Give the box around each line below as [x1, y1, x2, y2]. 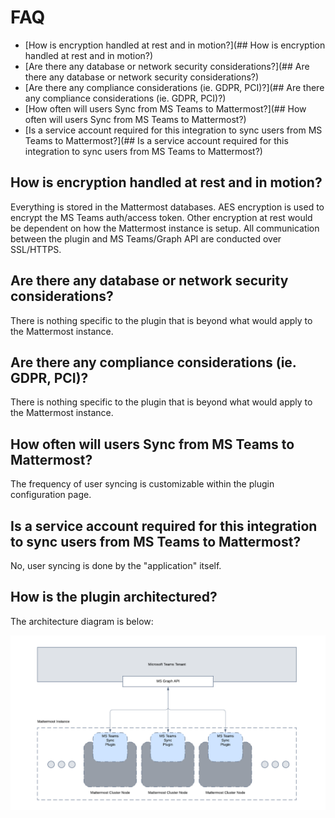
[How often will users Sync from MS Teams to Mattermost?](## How [24, 102, 307, 115]
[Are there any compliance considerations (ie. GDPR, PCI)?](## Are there [24, 81, 325, 93]
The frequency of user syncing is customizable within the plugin [10, 478, 275, 490]
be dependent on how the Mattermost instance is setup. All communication [10, 222, 320, 234]
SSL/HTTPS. [10, 243, 62, 255]
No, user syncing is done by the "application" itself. [10, 560, 222, 571]
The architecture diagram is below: [10, 615, 154, 627]
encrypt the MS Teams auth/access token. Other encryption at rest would [10, 211, 313, 223]
